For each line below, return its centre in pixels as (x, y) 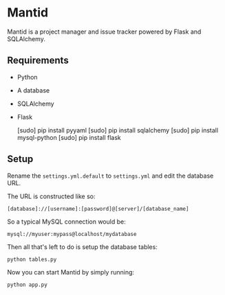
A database (33, 90)
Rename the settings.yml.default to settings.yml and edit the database (110, 176)
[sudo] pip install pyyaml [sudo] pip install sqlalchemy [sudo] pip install (118, 130)
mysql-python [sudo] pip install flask (69, 137)
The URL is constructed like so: (51, 196)
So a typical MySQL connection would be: (66, 222)
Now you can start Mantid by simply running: (71, 272)
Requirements (38, 61)
